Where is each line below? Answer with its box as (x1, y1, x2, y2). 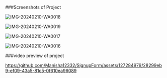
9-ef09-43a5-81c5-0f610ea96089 (5, 67, 77, 73)
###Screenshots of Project (5, 4, 61, 10)
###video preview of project (5, 52, 64, 58)
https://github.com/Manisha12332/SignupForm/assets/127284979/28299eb (5, 62, 162, 68)
